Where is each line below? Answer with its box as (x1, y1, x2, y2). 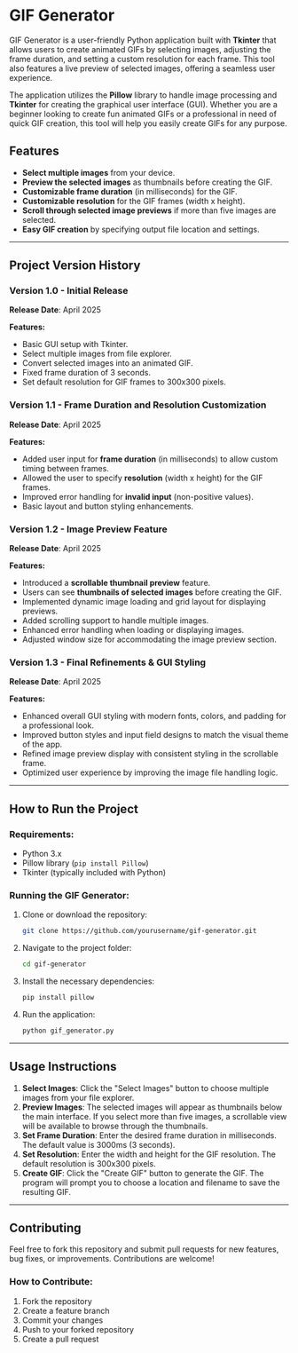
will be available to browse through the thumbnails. (21, 1120, 208, 1131)
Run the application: (21, 1009, 96, 1019)
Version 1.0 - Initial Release (9, 285, 129, 297)
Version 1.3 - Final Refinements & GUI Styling (9, 656, 207, 669)
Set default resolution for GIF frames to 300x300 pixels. (21, 376, 226, 387)
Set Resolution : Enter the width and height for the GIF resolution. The (21, 1149, 277, 1159)
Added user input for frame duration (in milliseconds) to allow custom (21, 454, 278, 464)
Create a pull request (21, 1333, 99, 1344)
